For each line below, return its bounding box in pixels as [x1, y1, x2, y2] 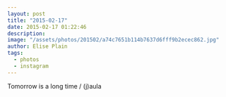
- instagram [13, 63, 49, 70]
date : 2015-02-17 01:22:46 [7, 23, 87, 30]
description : [7, 30, 46, 37]
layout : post [7, 10, 46, 18]
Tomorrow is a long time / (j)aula [7, 82, 102, 90]
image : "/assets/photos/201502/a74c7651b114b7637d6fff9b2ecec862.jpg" [7, 37, 220, 44]
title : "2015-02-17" [7, 17, 69, 24]
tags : [7, 50, 23, 57]
